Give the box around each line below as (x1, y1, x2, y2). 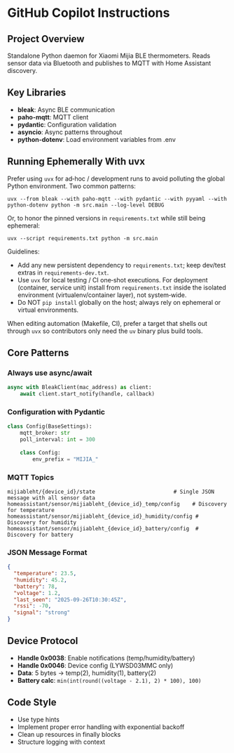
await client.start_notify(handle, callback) (20, 391, 156, 398)
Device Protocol (7, 635, 78, 647)
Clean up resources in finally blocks (17, 730, 121, 738)
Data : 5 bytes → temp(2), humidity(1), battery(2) (17, 669, 156, 677)
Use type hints (17, 715, 60, 723)
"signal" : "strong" (13, 609, 71, 616)
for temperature (7, 506, 55, 513)
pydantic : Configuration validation (17, 120, 117, 129)
